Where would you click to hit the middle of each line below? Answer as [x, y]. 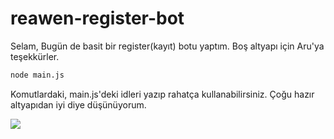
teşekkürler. [35, 56]
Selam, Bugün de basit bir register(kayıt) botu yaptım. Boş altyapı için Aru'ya [167, 46]
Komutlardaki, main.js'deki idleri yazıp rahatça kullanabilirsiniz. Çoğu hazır [162, 94]
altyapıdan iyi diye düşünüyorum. [78, 104]
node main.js [37, 75]
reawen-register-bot [97, 18]
